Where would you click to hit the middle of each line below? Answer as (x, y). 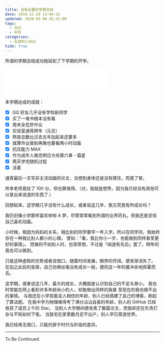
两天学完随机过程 (29, 161)
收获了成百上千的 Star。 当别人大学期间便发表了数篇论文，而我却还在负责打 (82, 308)
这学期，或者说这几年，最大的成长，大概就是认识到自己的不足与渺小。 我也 (81, 284)
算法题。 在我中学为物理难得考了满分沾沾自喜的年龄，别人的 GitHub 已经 (82, 302)
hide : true (16, 46)
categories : (17, 37)
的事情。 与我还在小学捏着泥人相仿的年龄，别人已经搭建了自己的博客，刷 (79, 296)
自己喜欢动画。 (20, 222)
